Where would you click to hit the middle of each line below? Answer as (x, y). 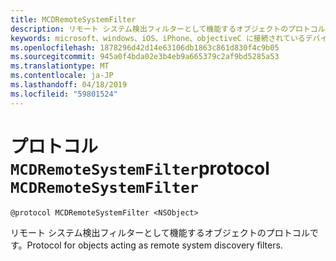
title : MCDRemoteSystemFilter (73, 19)
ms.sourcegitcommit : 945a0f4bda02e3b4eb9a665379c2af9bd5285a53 (145, 57)
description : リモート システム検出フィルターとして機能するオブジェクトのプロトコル (168, 29)
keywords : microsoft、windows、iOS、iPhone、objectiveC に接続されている (158, 38)
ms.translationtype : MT (60, 66)
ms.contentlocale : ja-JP (62, 76)
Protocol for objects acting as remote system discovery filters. (154, 245)
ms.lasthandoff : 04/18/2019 (69, 85)
